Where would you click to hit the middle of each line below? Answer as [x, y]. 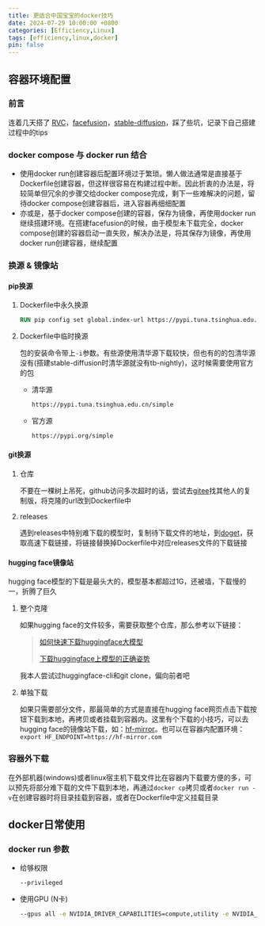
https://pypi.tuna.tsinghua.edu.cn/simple [102, 405]
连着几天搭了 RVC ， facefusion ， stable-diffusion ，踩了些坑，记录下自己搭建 [132, 122]
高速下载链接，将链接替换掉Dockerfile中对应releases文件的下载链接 [137, 543]
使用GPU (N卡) [44, 899]
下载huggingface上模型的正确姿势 [95, 659]
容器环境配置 [40, 79]
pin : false [26, 45]
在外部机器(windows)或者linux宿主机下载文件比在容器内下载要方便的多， [127, 777]
